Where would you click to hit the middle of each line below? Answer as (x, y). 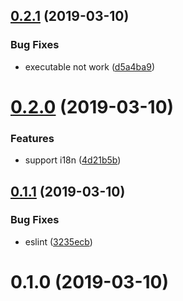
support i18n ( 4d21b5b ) (73, 160)
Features (32, 138)
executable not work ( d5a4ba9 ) (89, 66)
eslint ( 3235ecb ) (58, 241)
